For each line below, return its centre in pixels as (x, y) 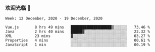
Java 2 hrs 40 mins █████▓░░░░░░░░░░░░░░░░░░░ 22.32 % (78, 32)
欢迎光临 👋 (18, 7)
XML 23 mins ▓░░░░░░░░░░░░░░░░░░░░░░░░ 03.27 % (78, 36)
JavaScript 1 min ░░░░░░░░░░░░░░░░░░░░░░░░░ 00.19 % (78, 45)
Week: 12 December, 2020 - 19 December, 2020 (54, 18)
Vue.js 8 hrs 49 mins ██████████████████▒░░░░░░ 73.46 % (78, 27)
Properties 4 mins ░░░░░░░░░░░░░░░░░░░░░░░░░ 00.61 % (78, 40)
